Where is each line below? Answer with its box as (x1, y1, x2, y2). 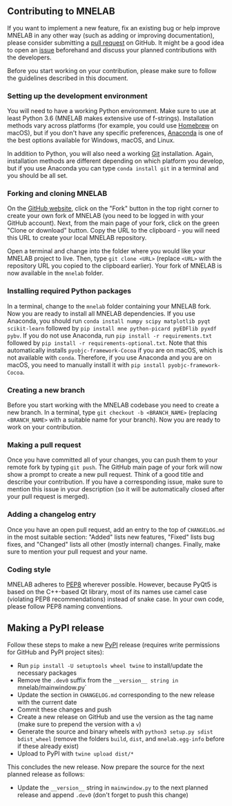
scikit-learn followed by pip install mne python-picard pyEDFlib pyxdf (7, 324, 217, 332)
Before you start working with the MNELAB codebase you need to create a (7, 401, 220, 409)
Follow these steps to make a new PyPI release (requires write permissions (7, 640, 220, 649)
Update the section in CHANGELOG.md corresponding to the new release (17, 690, 215, 699)
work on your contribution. (7, 423, 83, 431)
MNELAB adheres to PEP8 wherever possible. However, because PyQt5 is (7, 580, 217, 589)
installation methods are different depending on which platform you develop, (7, 157, 225, 165)
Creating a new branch (7, 385, 85, 395)
